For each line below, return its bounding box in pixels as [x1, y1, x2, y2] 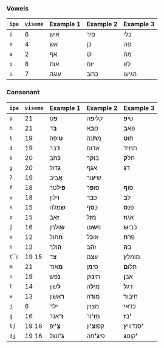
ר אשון [49, 292, 65, 301]
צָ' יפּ [49, 321, 61, 330]
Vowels [6, 4, 29, 13]
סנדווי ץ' [123, 321, 144, 330]
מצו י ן [86, 302, 99, 310]
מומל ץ [123, 252, 140, 261]
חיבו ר [123, 292, 138, 301]
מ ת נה [86, 134, 101, 142]
